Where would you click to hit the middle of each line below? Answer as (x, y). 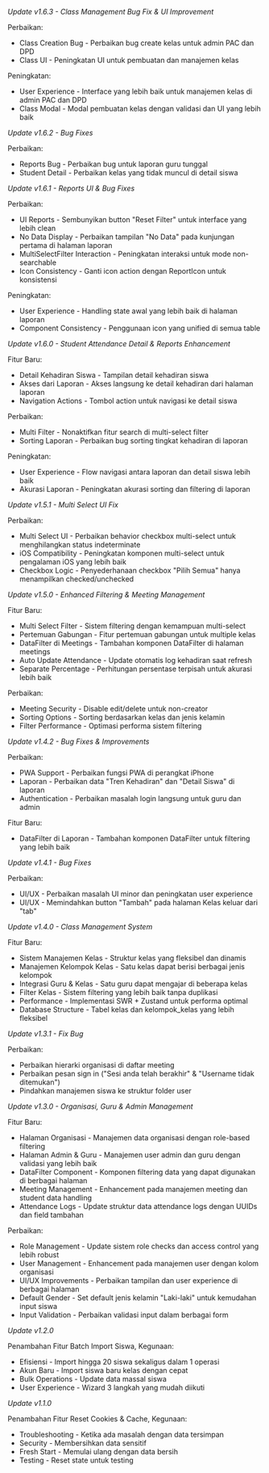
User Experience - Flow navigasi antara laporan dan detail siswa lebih (135, 472)
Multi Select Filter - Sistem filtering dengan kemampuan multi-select (132, 626)
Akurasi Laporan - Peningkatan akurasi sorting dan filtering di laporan (134, 489)
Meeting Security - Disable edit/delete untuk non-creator (114, 709)
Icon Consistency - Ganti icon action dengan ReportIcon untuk (123, 271)
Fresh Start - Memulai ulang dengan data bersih (99, 1452)
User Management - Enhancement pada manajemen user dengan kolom (139, 1263)
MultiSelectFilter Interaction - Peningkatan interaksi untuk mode (125, 254)
